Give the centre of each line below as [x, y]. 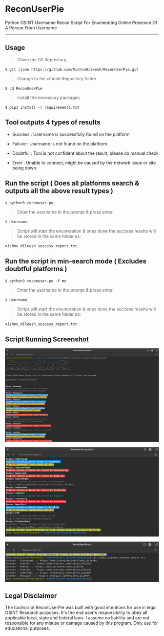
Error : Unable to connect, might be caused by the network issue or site [84, 163]
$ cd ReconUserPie [24, 88]
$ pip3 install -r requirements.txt [42, 107]
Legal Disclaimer [31, 596]
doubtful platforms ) [36, 269]
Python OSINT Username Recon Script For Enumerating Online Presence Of [81, 23]
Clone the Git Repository [42, 59]
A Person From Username [31, 27]
